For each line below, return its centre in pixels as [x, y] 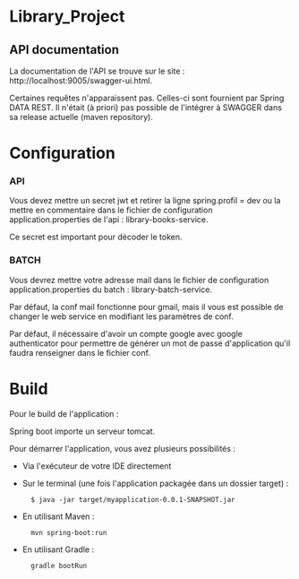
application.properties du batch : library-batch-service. [111, 289]
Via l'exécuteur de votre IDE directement [97, 466]
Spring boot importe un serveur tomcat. [82, 431]
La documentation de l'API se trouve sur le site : [97, 71]
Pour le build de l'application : [64, 413]
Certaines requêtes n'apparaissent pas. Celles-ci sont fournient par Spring [147, 98]
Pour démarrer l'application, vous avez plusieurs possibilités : [122, 448]
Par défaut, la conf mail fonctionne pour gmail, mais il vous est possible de [146, 307]
